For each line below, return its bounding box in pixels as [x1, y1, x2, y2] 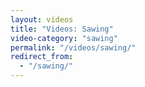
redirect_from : [10, 52, 74, 62]
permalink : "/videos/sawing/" [10, 42, 137, 53]
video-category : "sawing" [10, 33, 118, 43]
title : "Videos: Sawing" [10, 24, 114, 34]
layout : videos [10, 14, 74, 25]
